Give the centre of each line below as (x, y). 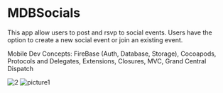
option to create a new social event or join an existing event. (95, 39)
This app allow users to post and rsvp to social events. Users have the (110, 32)
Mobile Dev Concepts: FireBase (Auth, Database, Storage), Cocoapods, (112, 54)
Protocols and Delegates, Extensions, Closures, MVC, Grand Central (107, 61)
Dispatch (21, 68)
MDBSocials (44, 13)
